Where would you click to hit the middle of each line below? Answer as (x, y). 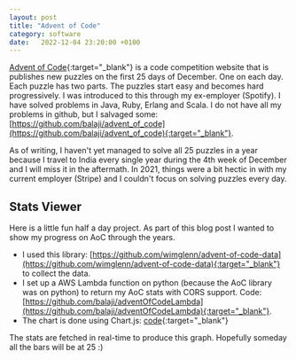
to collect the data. (56, 274)
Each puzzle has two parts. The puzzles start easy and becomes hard (136, 86)
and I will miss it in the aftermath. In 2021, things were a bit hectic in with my (148, 169)
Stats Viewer (46, 206)
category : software (45, 34)
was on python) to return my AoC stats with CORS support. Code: (142, 293)
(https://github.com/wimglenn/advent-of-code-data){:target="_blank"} (151, 264)
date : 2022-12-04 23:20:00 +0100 (75, 42)
